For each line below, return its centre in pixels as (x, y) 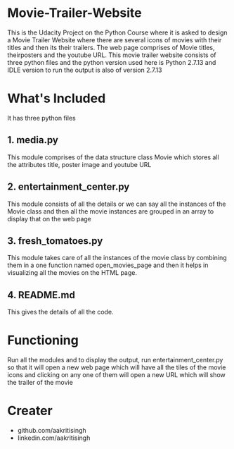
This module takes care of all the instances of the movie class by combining (117, 258)
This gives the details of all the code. (60, 312)
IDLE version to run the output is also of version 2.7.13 (85, 70)
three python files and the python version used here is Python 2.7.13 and (112, 62)
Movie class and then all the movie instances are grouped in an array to (111, 211)
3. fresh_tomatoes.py (55, 241)
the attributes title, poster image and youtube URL (79, 164)
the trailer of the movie (40, 383)
